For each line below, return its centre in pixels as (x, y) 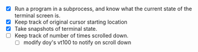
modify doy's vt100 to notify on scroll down (77, 42)
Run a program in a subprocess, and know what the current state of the (103, 9)
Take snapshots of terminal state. (56, 29)
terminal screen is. (37, 16)
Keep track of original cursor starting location (71, 22)
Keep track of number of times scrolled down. (72, 36)
